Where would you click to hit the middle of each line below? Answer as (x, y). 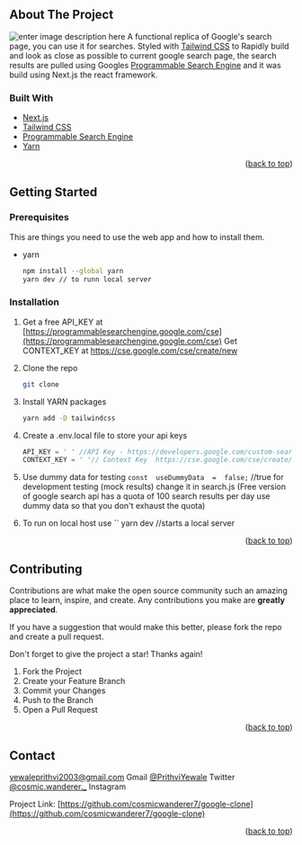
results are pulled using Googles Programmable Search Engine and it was (145, 65)
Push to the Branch (58, 700)
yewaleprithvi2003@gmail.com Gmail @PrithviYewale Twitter (122, 777)
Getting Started (53, 192)
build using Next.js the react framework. (84, 75)
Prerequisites (39, 218)
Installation (35, 302)
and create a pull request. (57, 636)
